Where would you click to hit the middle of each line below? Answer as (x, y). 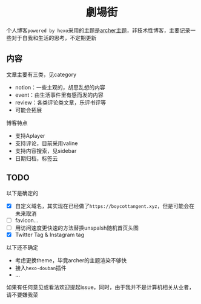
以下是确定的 (22, 193)
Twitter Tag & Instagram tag (50, 234)
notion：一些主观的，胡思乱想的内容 (60, 87)
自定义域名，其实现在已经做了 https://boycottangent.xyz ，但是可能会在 (105, 205)
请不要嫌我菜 (22, 294)
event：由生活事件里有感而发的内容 (59, 95)
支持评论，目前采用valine (46, 143)
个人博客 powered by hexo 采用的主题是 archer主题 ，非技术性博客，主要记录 (98, 30)
